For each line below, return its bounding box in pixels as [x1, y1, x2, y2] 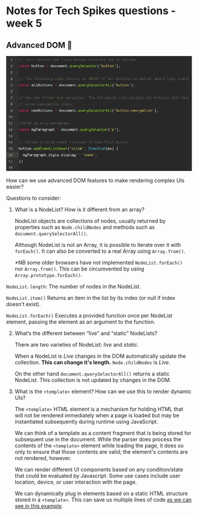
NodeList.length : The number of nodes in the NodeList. [6, 283, 141, 290]
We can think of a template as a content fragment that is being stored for [14, 430, 192, 437]
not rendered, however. [14, 455, 72, 462]
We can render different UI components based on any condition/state [14, 466, 184, 473]
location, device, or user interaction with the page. [14, 478, 137, 486]
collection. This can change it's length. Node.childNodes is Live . [14, 359, 171, 366]
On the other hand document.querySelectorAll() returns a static [14, 370, 170, 378]
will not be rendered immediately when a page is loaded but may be [14, 412, 180, 419]
